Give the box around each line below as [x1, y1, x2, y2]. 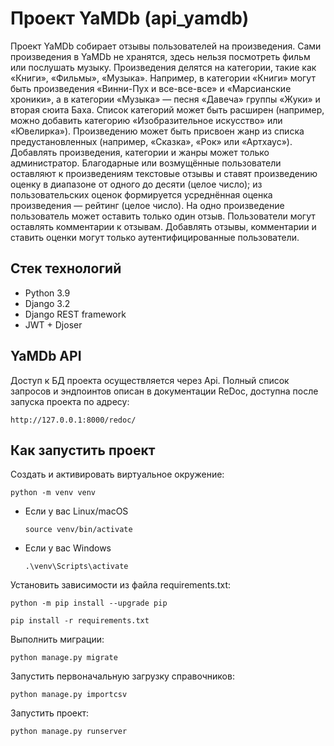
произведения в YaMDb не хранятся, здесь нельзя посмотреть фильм [10, 50, 311, 62]
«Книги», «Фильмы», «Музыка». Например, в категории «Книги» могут [10, 72, 316, 84]
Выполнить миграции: [10, 633, 105, 646]
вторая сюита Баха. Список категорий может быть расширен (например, [10, 103, 325, 116]
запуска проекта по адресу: [10, 395, 130, 407]
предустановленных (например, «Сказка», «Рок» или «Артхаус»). [10, 135, 293, 147]
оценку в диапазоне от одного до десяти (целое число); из [10, 178, 263, 190]
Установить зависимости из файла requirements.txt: [10, 579, 231, 591]
